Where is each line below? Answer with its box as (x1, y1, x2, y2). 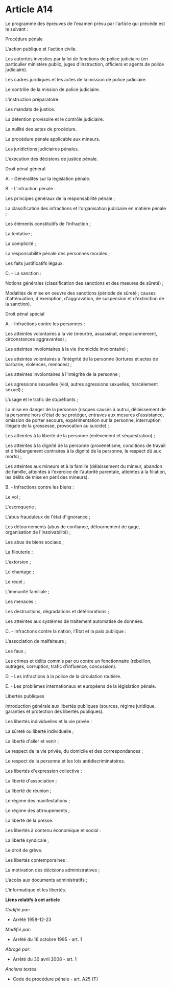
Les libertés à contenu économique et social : (5, 827, 101, 833)
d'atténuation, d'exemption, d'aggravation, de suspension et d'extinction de (5, 295, 164, 301)
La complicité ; (5, 240, 36, 246)
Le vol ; (5, 493, 21, 500)
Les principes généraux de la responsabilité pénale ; (5, 195, 115, 201)
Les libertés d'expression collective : (5, 768, 82, 774)
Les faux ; (5, 648, 27, 654)
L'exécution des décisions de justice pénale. (5, 155, 99, 162)
